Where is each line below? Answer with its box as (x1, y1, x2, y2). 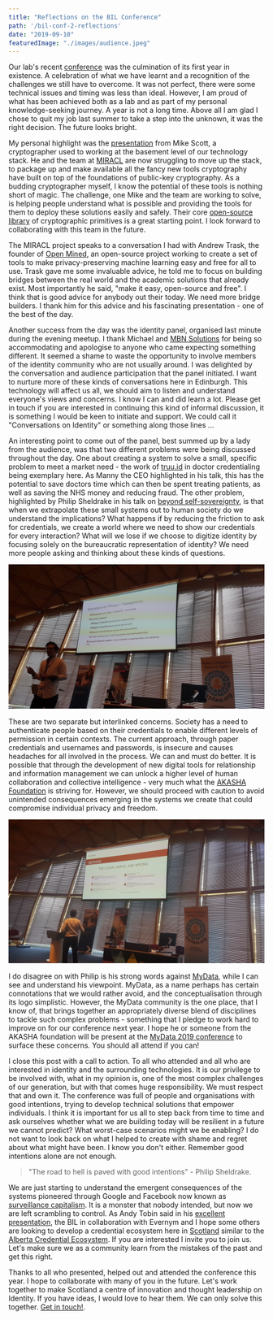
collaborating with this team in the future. (8, 224, 146, 235)
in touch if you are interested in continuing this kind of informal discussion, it (8, 403, 264, 413)
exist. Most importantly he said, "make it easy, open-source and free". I (8, 284, 246, 293)
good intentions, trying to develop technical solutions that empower (8, 1100, 235, 1109)
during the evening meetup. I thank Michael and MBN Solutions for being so (8, 334, 262, 344)
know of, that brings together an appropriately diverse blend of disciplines (8, 1006, 257, 1016)
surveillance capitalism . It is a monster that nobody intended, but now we (8, 1200, 253, 1210)
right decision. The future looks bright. (8, 123, 137, 132)
